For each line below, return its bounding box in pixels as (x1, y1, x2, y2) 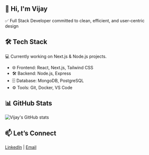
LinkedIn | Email (5, 144, 37, 150)
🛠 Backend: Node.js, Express (12, 70, 71, 76)
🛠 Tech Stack (5, 38, 47, 46)
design (5, 23, 19, 29)
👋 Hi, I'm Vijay (5, 5, 48, 13)
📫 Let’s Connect (5, 129, 57, 137)
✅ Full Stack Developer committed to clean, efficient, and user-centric (5, 17, 145, 23)
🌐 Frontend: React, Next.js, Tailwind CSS (12, 64, 93, 70)
